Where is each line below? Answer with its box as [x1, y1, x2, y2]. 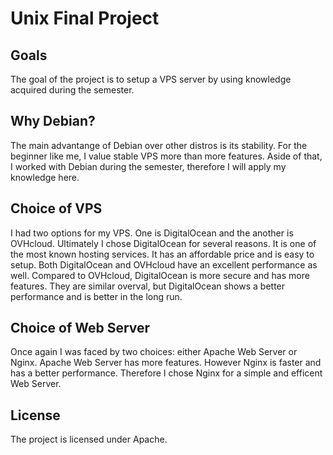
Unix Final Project [10, 7, 160, 30]
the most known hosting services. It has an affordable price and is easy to [10, 248, 315, 260]
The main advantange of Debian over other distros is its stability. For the [10, 139, 308, 151]
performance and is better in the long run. [10, 290, 183, 302]
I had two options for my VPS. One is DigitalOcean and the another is [10, 227, 294, 239]
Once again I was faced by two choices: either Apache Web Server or [10, 346, 298, 358]
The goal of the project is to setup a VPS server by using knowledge [10, 73, 292, 85]
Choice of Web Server [10, 320, 151, 337]
